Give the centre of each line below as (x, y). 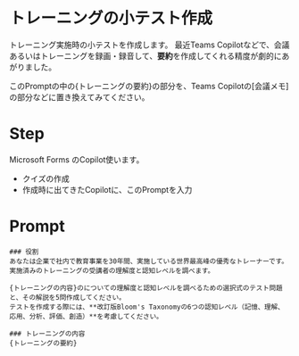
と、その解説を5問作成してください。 (68, 297)
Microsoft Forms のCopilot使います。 (77, 159)
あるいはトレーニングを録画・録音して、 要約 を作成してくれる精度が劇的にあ (149, 55)
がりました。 (33, 67)
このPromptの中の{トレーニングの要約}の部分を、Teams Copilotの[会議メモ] (149, 86)
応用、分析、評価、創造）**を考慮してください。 (86, 316)
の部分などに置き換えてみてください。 (79, 97)
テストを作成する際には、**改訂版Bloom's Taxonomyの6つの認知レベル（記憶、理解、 (147, 307)
